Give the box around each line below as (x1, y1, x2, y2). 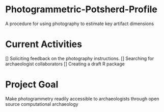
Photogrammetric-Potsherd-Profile (5, 4, 158, 15)
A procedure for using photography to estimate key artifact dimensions (5, 20, 154, 27)
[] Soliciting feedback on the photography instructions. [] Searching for (5, 55, 154, 61)
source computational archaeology (5, 101, 78, 107)
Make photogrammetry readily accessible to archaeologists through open (5, 96, 159, 102)
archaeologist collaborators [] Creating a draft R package (5, 60, 125, 67)
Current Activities (5, 38, 83, 50)
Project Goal (5, 79, 59, 91)
